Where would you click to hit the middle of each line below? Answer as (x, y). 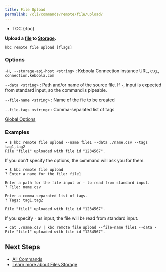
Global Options (20, 119)
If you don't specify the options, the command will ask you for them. (75, 161)
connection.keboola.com (30, 75)
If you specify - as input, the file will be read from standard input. (72, 218)
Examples (17, 132)
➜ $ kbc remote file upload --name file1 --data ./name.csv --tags (77, 143)
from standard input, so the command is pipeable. (56, 90)
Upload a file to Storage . (31, 38)
